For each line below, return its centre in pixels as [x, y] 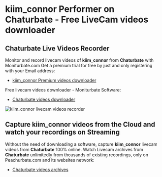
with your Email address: [30, 71]
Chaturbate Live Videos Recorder [57, 48]
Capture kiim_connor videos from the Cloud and [80, 125]
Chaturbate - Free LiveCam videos [77, 20]
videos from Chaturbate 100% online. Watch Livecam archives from [74, 149]
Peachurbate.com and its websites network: [50, 160]
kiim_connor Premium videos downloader [54, 80]
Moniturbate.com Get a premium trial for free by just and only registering [79, 66]
